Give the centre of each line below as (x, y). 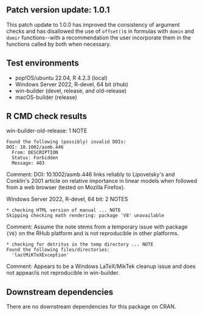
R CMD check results (47, 116)
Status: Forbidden (35, 158)
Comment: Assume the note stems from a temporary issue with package (97, 227)
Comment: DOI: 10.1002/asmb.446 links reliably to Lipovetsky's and (91, 174)
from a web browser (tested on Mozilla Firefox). (66, 187)
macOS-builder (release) (46, 97)
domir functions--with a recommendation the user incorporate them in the (99, 37)
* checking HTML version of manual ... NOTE (64, 210)
